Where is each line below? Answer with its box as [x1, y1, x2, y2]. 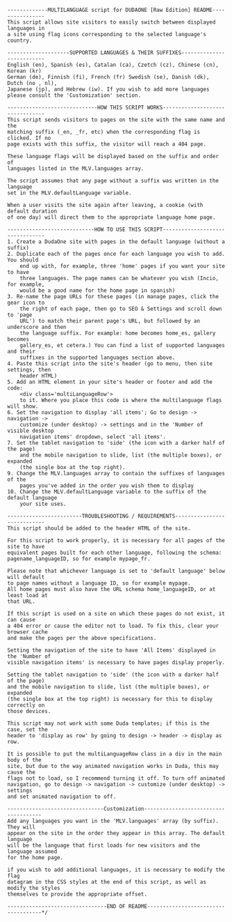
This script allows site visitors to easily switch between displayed [7, 19, 216, 26]
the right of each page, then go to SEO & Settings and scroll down [19, 305, 222, 312]
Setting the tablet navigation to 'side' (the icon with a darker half [7, 671, 219, 678]
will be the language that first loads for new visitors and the [7, 842, 200, 849]
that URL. [7, 598, 36, 605]
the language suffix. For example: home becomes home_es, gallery [19, 330, 216, 337]
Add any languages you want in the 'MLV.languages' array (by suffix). [7, 817, 219, 824]
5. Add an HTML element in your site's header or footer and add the [7, 378, 213, 385]
